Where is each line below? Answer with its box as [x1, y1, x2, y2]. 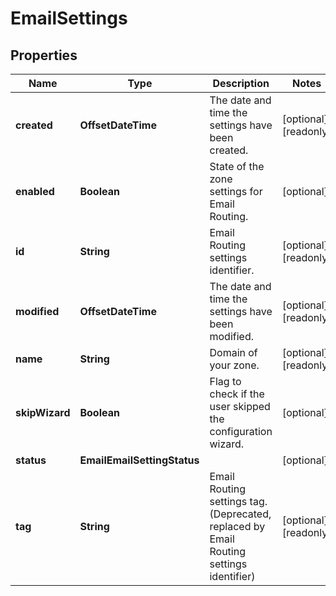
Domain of [209, 346, 258, 359]
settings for [209, 185, 263, 198]
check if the [209, 387, 265, 401]
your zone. [209, 358, 260, 372]
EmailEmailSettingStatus [79, 453, 200, 467]
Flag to [209, 375, 242, 388]
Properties [10, 47, 78, 64]
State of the [209, 160, 265, 173]
